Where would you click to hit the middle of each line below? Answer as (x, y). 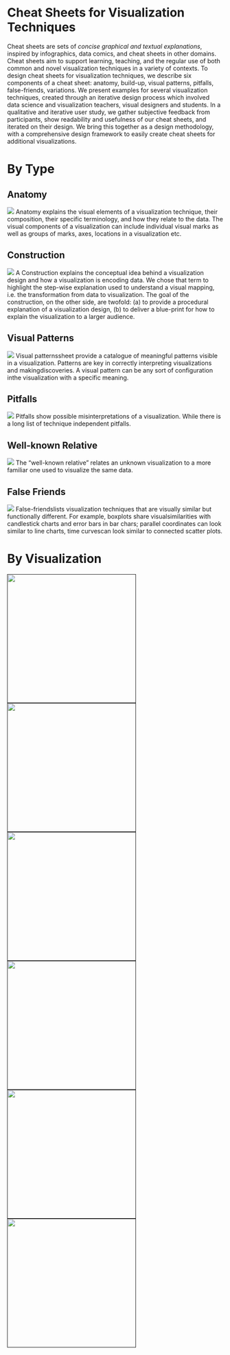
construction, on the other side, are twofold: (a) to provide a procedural (108, 302)
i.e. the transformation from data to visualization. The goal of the (98, 294)
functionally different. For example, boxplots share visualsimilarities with (109, 516)
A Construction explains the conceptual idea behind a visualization (110, 272)
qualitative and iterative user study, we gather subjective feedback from (109, 112)
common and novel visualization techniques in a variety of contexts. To (107, 68)
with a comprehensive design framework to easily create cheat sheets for (111, 134)
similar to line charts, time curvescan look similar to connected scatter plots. (115, 531)
